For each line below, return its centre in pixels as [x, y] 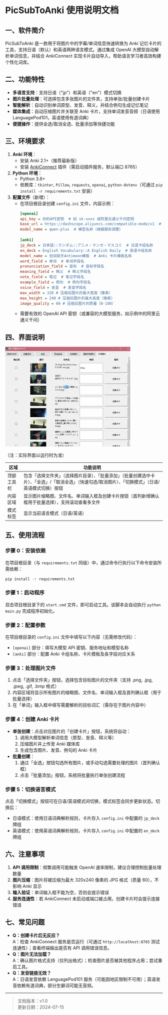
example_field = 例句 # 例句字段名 [55, 282]
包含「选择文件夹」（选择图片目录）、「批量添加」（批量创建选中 [87, 475]
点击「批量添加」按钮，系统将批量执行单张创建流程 [72, 775]
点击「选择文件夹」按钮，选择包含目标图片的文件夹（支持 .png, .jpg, [82, 680]
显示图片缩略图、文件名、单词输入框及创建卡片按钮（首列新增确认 [91, 496]
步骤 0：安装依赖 [25, 551]
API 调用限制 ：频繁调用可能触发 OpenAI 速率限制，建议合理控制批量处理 [87, 867]
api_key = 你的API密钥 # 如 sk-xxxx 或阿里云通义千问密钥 [77, 219]
